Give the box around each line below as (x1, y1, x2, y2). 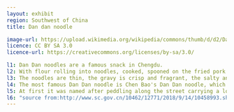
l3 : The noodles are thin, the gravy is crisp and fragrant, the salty (6, 74, 219, 81)
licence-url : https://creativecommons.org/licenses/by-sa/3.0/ (6, 49, 195, 56)
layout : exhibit (6, 10, 54, 17)
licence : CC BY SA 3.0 (6, 43, 73, 50)
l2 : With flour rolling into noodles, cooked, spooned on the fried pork (6, 68, 226, 75)
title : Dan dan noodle (6, 23, 73, 30)
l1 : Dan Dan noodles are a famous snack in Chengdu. (6, 62, 163, 69)
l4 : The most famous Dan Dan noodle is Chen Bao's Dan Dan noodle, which (6, 81, 226, 88)
